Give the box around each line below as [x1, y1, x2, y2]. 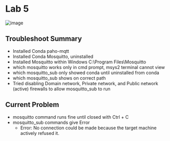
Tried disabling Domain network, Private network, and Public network [12, 80, 159, 86]
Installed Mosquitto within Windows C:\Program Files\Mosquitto [12, 59, 147, 65]
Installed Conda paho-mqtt [12, 48, 70, 54]
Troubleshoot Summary [5, 34, 82, 43]
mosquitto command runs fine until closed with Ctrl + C [12, 114, 129, 120]
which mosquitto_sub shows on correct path [12, 75, 106, 81]
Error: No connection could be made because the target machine [20, 125, 157, 131]
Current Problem [5, 100, 60, 109]
